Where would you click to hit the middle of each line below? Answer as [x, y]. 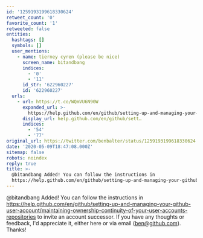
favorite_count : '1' [32, 23]
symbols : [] [27, 46]
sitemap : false [25, 152]
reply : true [21, 164]
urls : [19, 96]
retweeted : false [28, 29]
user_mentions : [31, 51]
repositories [21, 217]
